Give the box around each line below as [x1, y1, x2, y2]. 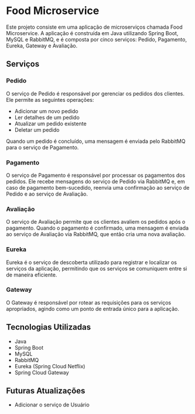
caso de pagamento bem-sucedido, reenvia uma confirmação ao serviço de [6, 184, 190, 191]
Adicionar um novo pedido [14, 107, 79, 115]
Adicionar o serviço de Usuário [14, 401, 90, 408]
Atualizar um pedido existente [14, 120, 87, 127]
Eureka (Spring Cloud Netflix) [14, 362, 85, 369]
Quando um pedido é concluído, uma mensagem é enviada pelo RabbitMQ [6, 138, 186, 145]
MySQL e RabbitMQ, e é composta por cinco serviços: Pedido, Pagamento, [6, 36, 187, 43]
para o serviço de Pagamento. [6, 143, 79, 150]
